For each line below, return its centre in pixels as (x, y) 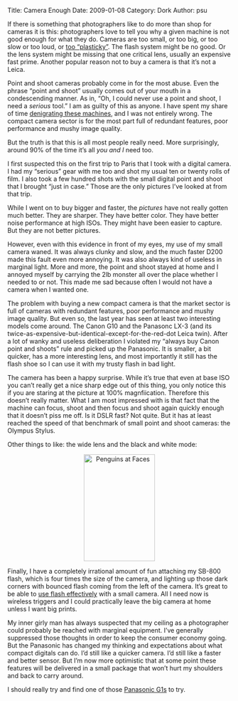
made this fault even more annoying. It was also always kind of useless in (115, 259)
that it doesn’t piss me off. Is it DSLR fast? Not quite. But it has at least (109, 415)
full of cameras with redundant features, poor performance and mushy (111, 311)
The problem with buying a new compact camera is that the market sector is (119, 303)
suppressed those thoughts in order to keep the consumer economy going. (117, 638)
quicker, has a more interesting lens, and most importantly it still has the (113, 356)
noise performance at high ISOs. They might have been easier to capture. (115, 223)
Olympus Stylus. (31, 431)
